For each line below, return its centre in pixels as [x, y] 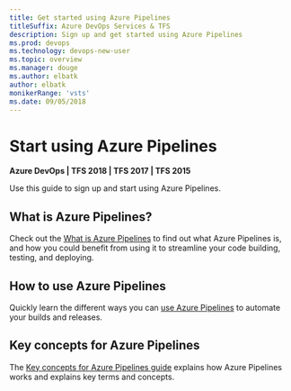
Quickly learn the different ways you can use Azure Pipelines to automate [145, 307]
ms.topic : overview [46, 59]
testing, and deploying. [52, 258]
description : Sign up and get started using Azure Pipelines [126, 34]
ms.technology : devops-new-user [70, 51]
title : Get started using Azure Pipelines [90, 18]
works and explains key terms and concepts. [92, 377]
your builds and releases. [56, 317]
